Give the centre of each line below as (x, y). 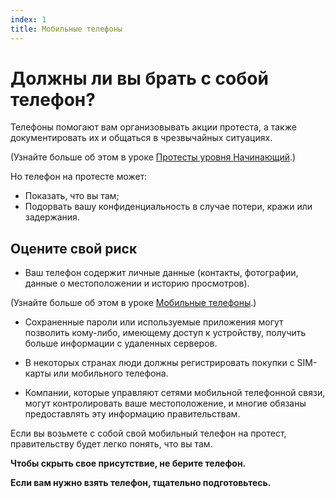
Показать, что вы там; (72, 196)
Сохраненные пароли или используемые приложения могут (154, 322)
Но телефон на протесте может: (79, 177)
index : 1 (28, 19)
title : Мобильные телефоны (66, 29)
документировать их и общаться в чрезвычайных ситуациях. (141, 138)
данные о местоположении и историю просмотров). (137, 283)
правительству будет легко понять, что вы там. (111, 444)
